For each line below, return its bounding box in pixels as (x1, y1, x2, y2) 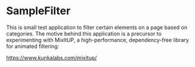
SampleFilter (6, 4, 71, 18)
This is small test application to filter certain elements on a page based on (6, 24, 188, 31)
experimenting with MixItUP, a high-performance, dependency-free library (6, 36, 189, 43)
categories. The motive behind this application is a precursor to (6, 30, 162, 37)
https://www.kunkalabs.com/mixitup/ (6, 54, 97, 61)
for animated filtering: (6, 43, 60, 50)
